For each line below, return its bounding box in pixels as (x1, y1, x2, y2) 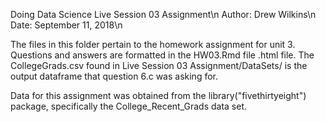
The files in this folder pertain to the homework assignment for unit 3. (10, 39, 296, 50)
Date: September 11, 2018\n (10, 19, 123, 31)
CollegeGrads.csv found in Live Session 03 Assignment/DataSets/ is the (10, 60, 308, 71)
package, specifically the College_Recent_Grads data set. (10, 100, 248, 112)
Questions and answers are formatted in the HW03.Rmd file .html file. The (10, 49, 315, 61)
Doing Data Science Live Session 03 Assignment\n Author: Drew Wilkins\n (10, 9, 317, 20)
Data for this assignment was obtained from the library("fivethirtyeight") (10, 90, 307, 101)
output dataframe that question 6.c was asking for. (10, 70, 218, 82)
